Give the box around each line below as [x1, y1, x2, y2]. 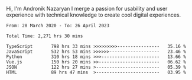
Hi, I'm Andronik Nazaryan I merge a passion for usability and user [6, 5, 168, 12]
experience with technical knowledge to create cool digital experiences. [6, 11, 181, 18]
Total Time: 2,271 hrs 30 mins [6, 33, 83, 39]
